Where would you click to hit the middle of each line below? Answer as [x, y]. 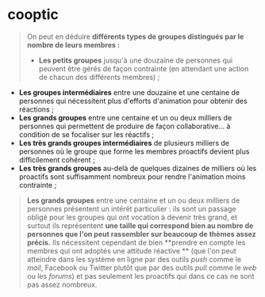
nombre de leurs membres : [73, 44]
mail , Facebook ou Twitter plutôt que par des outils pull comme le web [142, 268]
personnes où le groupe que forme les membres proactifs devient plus [134, 151]
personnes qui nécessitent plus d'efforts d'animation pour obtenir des [133, 101]
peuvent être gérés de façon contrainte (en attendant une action [144, 68]
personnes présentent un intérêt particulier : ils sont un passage [131, 208]
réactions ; [36, 109]
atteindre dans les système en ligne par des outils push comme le [134, 259]
